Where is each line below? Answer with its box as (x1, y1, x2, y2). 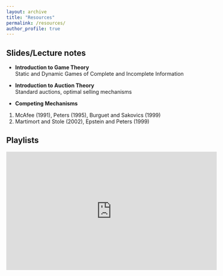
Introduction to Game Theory (14, 64, 90, 71)
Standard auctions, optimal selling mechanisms (14, 88, 132, 96)
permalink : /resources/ (6, 20, 66, 26)
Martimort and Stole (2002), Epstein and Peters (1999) (14, 118, 150, 125)
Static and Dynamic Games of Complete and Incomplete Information (14, 70, 185, 78)
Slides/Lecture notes (6, 48, 86, 58)
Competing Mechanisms (14, 100, 78, 107)
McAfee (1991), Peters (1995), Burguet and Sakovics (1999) (14, 112, 161, 119)
